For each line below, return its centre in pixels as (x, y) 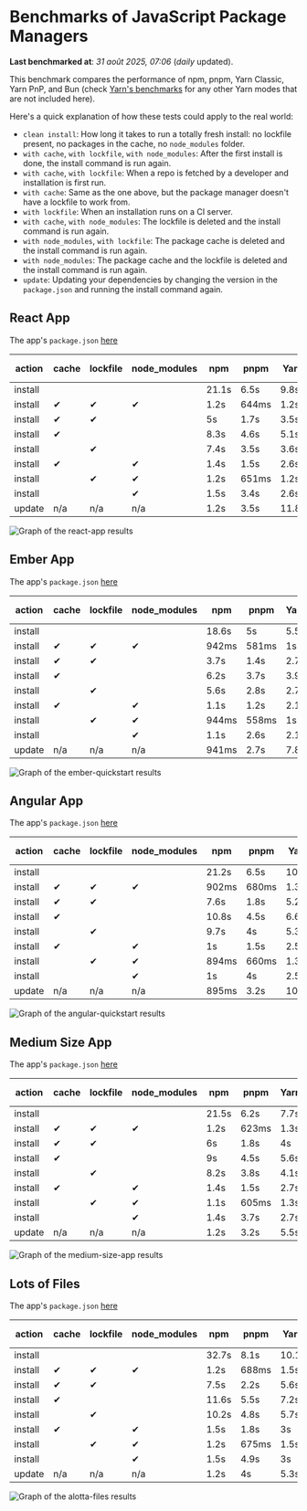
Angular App (47, 801)
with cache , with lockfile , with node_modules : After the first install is (153, 153)
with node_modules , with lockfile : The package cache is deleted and (153, 240)
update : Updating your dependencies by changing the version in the (150, 280)
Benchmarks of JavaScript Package (148, 17)
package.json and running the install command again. (123, 289)
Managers (49, 36)
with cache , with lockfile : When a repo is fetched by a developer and (156, 173)
